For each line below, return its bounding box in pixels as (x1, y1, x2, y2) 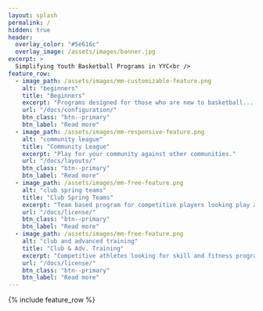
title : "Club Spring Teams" (22, 193, 113, 201)
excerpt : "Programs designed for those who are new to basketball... (22, 99, 254, 107)
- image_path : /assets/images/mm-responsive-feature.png (15, 128, 205, 136)
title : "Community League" (22, 143, 110, 150)
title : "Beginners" (22, 92, 86, 99)
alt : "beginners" (22, 84, 79, 92)
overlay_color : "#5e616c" (15, 41, 100, 49)
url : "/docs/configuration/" (22, 107, 117, 114)
